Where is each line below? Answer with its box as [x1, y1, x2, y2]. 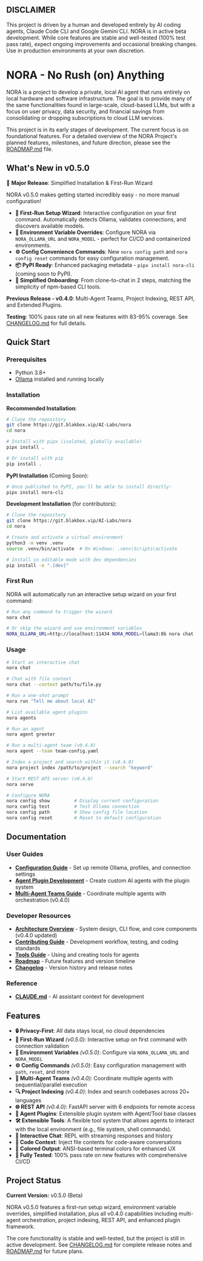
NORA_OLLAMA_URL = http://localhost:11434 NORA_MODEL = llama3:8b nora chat [6, 631, 194, 637]
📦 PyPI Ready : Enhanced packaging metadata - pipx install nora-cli [15, 261, 195, 268]
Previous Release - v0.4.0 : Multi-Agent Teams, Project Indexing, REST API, [6, 294, 195, 302]
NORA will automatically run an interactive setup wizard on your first [6, 590, 177, 598]
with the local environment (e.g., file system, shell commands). [15, 1125, 171, 1133]
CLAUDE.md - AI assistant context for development [15, 993, 144, 1000]
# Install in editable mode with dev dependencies [6, 557, 137, 563]
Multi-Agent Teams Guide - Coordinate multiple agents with [15, 889, 167, 897]
